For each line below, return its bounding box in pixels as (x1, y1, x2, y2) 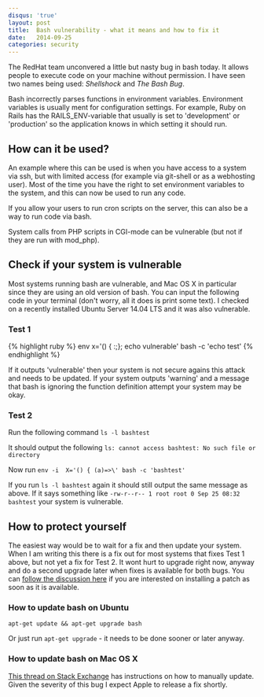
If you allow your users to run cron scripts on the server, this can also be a (8, 203, 248, 212)
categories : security (8, 41, 79, 49)
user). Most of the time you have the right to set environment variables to (8, 179, 245, 189)
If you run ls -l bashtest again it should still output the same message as (8, 481, 248, 490)
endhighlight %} (8, 350, 60, 360)
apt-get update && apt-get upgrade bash (8, 620, 143, 628)
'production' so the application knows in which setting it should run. (8, 120, 228, 129)
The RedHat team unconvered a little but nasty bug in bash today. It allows (8, 62, 249, 72)
